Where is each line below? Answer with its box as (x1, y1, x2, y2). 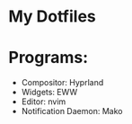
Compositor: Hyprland (21, 77, 104, 88)
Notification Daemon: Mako (21, 106, 123, 117)
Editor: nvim (21, 96, 66, 107)
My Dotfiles (8, 6, 96, 27)
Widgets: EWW (21, 87, 78, 98)
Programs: (8, 48, 89, 68)
